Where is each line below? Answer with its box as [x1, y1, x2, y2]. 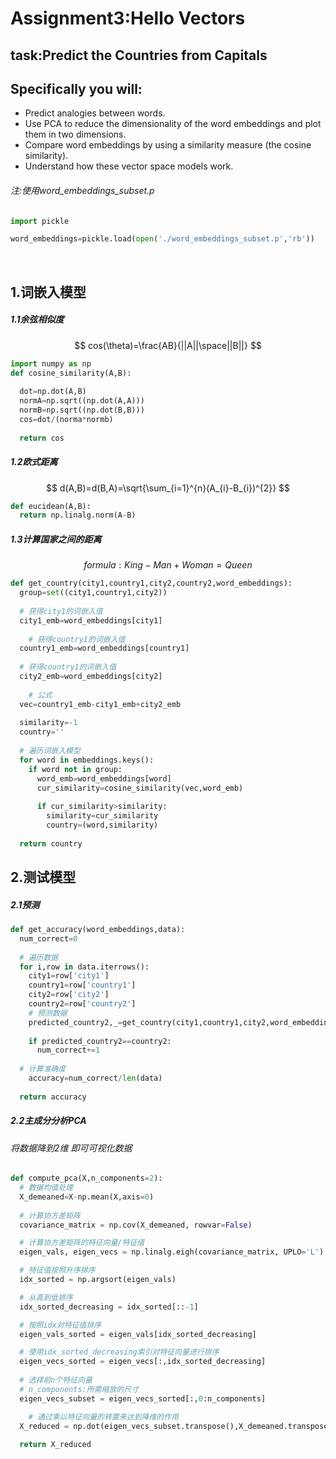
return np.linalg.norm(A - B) [19, 510, 137, 521]
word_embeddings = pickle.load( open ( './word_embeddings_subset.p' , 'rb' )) [10, 234, 315, 244]
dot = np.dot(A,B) [19, 387, 87, 397]
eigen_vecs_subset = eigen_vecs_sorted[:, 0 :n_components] [19, 1393, 267, 1404]
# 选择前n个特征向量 [19, 1375, 93, 1386]
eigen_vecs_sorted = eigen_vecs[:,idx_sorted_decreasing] [19, 1357, 267, 1367]
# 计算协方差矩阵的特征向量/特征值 [19, 1238, 145, 1248]
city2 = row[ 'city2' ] [28, 990, 110, 1000]
